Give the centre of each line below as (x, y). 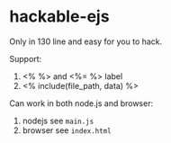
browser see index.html (67, 130)
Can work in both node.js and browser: (81, 103)
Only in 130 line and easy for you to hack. (86, 41)
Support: (26, 58)
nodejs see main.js (58, 121)
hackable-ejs (59, 17)
